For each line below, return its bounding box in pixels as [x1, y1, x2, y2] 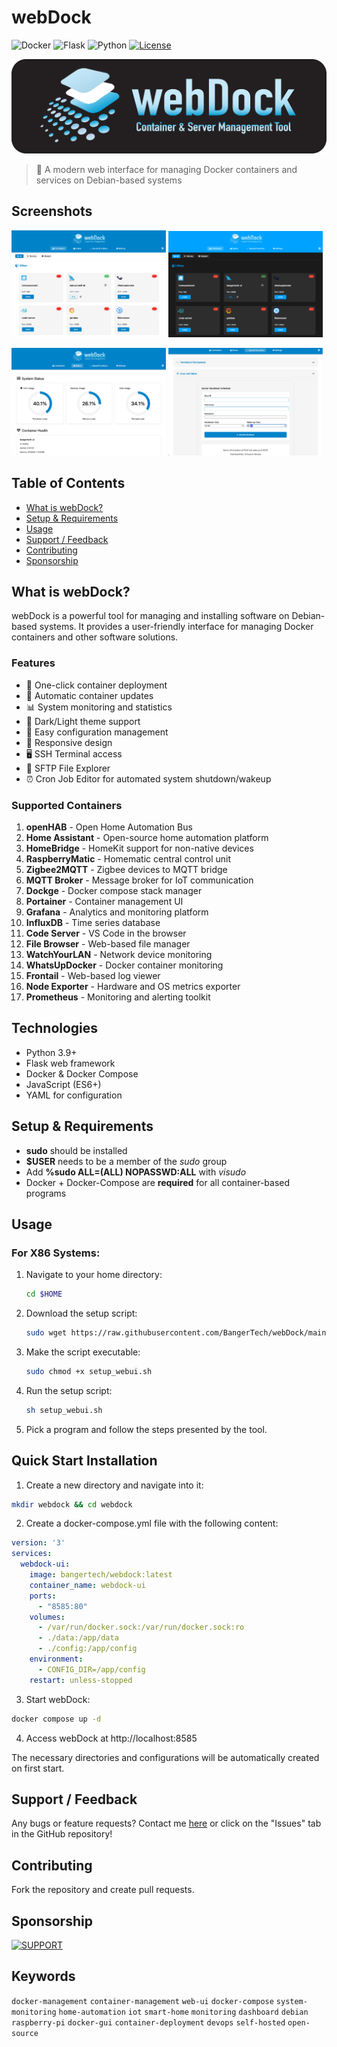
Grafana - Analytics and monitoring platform [25, 906, 209, 918]
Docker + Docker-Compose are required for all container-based [25, 1176, 291, 1188]
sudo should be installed [25, 1144, 128, 1156]
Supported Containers [11, 798, 123, 812]
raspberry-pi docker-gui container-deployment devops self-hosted [11, 2017, 286, 2028]
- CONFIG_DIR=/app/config [37, 1664, 146, 1675]
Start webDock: [25, 1693, 91, 1705]
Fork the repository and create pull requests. [11, 1884, 195, 1896]
